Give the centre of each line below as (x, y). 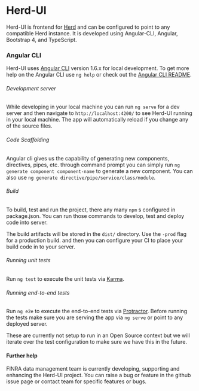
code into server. (27, 222)
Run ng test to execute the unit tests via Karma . (65, 279)
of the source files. (29, 126)
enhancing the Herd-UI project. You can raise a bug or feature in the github (99, 375)
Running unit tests (28, 260)
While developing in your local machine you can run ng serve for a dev (93, 107)
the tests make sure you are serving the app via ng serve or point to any (95, 317)
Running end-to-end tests (38, 293)
